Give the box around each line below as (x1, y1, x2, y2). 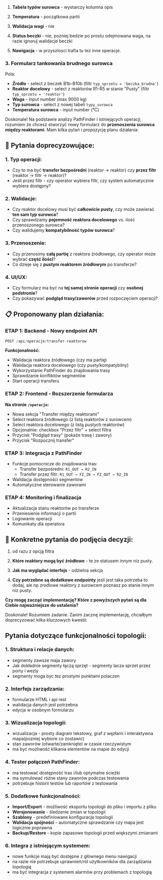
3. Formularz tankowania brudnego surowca (5, 60, 113, 67)
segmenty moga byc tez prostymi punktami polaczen (12, 673, 120, 679)
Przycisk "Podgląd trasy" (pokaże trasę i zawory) (12, 432, 112, 438)
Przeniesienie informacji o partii (12, 510, 77, 517)
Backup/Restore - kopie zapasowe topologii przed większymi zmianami (12, 830, 158, 836)
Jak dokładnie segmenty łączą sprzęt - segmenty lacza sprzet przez (12, 663, 151, 669)
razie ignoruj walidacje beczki (12, 38, 73, 44)
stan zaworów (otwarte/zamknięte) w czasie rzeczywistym (12, 741, 132, 747)
